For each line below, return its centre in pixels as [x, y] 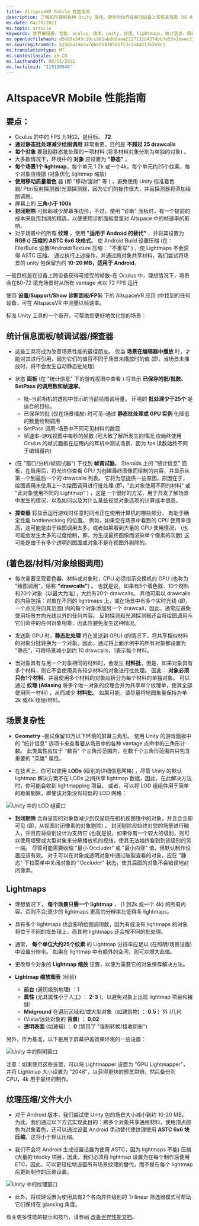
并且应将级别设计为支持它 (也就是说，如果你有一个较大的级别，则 [105, 833]
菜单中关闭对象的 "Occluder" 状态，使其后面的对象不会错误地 [109, 863]
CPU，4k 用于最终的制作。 [39, 1079]
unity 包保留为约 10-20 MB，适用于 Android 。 [83, 263]
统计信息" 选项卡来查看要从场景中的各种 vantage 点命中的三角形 [102, 743]
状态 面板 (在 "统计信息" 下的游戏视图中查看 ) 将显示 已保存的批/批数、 [100, 379]
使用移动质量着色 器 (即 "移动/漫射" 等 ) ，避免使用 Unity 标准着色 [94, 181]
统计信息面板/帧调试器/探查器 [60, 336]
